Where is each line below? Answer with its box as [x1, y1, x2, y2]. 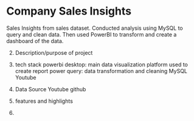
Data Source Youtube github [15, 85, 86, 92]
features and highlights [15, 97, 73, 105]
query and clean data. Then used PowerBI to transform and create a [6, 30, 177, 38]
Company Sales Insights [6, 4, 132, 18]
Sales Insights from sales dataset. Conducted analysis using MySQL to [6, 24, 184, 32]
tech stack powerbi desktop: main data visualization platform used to [15, 61, 189, 68]
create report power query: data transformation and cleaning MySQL [15, 67, 187, 74]
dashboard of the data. [6, 37, 64, 44]
